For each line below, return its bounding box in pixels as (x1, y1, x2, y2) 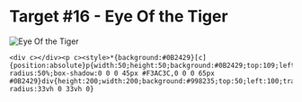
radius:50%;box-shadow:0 (9, 69, 102, 78)
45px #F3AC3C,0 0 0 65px (121, 69, 216, 78)
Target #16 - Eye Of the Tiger (9, 6, 228, 27)
